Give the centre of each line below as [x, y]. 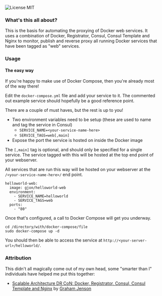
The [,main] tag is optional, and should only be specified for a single [73, 150]
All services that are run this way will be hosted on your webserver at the [78, 170]
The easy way [19, 70]
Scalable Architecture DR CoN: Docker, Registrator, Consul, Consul [79, 283]
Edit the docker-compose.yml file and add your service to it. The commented [80, 96]
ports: [16, 205]
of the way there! [22, 86]
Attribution [18, 258]
